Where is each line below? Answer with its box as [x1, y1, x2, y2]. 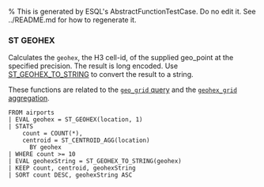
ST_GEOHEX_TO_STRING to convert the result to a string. [8, 70, 194, 79]
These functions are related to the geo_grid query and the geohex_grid [8, 85, 237, 94]
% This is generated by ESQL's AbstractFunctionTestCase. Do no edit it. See [8, 7, 256, 16]
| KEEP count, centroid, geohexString [8, 164, 136, 173]
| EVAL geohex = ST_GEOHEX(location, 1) [8, 116, 144, 124]
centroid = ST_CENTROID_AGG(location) [22, 136, 150, 145]
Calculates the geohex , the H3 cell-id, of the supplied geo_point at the [8, 53, 234, 63]
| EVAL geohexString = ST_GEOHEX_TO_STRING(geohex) [8, 158, 182, 166]
